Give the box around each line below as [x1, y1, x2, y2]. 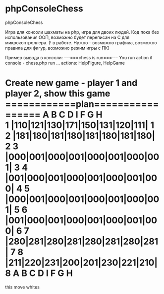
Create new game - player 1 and [5, 78, 138, 89]
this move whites [5, 284, 40, 290]
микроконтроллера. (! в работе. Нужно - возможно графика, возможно [5, 39, 157, 45]
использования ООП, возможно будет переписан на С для [5, 34, 130, 40]
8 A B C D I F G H [5, 268, 73, 279]
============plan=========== [5, 98, 160, 110]
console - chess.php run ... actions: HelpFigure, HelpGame [5, 60, 125, 66]
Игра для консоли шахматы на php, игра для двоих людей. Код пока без [5, 29, 160, 35]
